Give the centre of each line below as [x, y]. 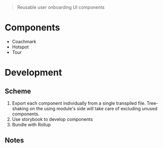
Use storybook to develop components [52, 119]
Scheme [18, 91]
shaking [20, 108]
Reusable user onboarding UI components [61, 7]
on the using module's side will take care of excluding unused [94, 108]
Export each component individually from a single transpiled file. [79, 103]
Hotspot [20, 47]
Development [33, 73]
